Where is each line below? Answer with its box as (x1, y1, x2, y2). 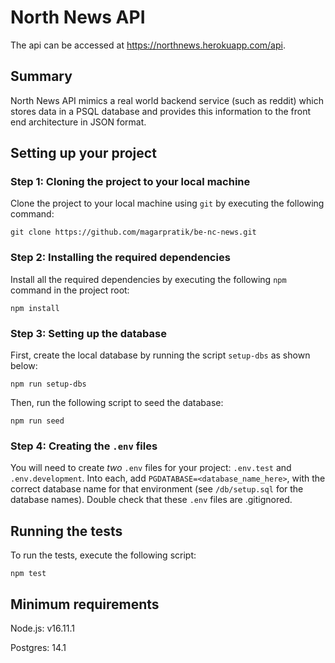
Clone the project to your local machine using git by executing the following (10, 197, 325, 210)
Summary (10, 68, 73, 85)
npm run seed (10, 416, 65, 426)
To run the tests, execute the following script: (10, 549, 197, 561)
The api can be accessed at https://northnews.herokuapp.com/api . (10, 39, 286, 51)
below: (10, 360, 38, 372)
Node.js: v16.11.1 (10, 622, 75, 634)
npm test (10, 569, 47, 579)
